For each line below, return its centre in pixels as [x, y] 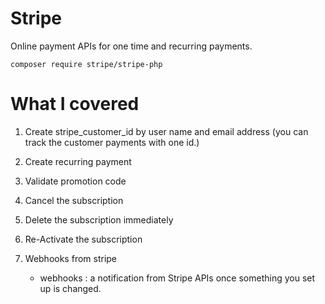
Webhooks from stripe [71, 258]
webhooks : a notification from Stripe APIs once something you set [177, 278]
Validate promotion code [75, 181]
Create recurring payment [78, 161]
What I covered [75, 104]
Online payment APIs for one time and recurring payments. [131, 46]
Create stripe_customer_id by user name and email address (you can [166, 131]
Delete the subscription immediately [99, 219]
